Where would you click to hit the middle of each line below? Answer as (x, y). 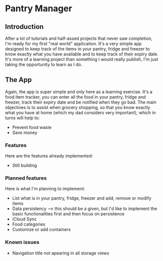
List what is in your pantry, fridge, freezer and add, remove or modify (82, 198)
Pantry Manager (39, 9)
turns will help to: (23, 118)
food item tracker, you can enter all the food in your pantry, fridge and (75, 97)
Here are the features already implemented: (49, 156)
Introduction (24, 27)
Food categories (29, 224)
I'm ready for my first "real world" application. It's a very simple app (73, 44)
